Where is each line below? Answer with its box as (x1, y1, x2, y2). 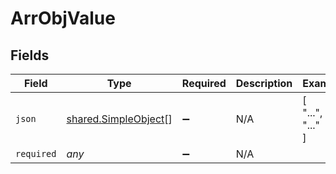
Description (235, 77, 293, 90)
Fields (10, 47, 50, 64)
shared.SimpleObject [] (66, 112, 173, 126)
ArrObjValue (10, 7, 116, 30)
